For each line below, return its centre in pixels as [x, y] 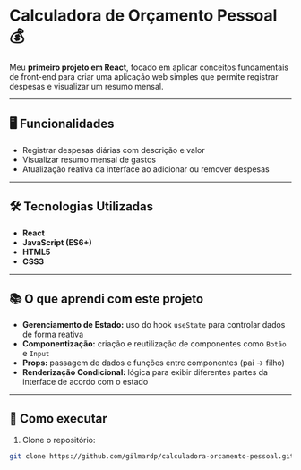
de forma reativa [53, 334]
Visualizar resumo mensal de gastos [89, 159]
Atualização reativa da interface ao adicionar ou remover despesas [146, 169]
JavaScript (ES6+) [57, 242]
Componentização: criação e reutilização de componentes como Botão [154, 344]
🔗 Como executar [58, 419]
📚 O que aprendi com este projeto [107, 299]
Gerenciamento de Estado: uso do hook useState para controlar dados [154, 325]
